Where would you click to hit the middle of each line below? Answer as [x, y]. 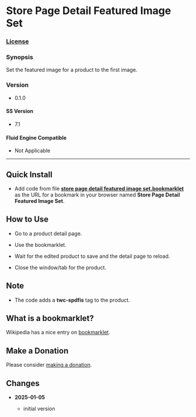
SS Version [20, 111]
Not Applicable [32, 151]
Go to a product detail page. [48, 233]
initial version [39, 408]
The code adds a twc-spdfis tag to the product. [72, 300]
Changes [23, 383]
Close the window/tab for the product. [60, 267]
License [17, 42]
